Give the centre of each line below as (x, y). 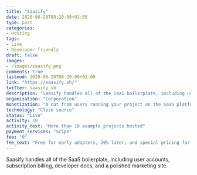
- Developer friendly (33, 50)
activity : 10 (22, 121)
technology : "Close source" (40, 110)
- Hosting (18, 33)
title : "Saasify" (27, 11)
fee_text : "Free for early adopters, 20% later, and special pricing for (98, 142)
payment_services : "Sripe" (39, 132)
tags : (13, 39)
